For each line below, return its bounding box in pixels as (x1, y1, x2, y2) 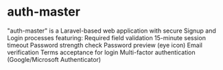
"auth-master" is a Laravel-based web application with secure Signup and (7, 27, 216, 35)
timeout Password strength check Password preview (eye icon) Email (7, 41, 202, 49)
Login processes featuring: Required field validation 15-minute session (7, 33, 206, 41)
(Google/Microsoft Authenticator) (7, 55, 102, 63)
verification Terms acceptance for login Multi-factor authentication (7, 48, 196, 56)
